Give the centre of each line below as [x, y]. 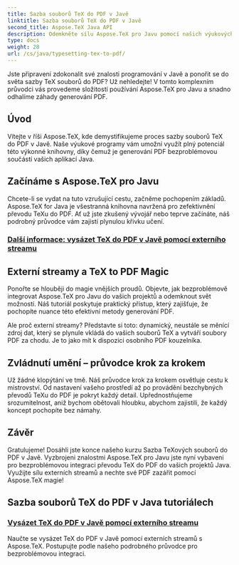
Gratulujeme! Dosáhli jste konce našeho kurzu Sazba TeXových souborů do [117, 450]
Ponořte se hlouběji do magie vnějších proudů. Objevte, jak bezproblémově [117, 289]
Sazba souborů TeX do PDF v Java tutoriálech [111, 503]
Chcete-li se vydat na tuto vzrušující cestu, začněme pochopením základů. [117, 198]
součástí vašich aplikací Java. [51, 159]
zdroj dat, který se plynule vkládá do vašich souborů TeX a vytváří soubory [117, 333]
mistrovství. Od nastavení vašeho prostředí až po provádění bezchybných [115, 388]
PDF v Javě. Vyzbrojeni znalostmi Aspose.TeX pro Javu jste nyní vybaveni [116, 457]
